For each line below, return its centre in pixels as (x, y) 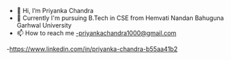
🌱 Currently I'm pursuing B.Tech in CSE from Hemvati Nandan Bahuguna (120, 18)
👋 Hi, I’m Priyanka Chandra (55, 11)
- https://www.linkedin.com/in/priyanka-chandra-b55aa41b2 (92, 49)
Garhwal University (44, 25)
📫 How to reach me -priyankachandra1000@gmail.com (96, 33)
